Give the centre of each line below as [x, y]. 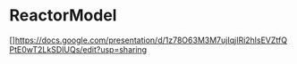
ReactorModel [63, 16]
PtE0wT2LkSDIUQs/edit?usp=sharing [78, 49]
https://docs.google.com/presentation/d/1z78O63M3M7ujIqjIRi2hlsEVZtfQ [151, 40]
